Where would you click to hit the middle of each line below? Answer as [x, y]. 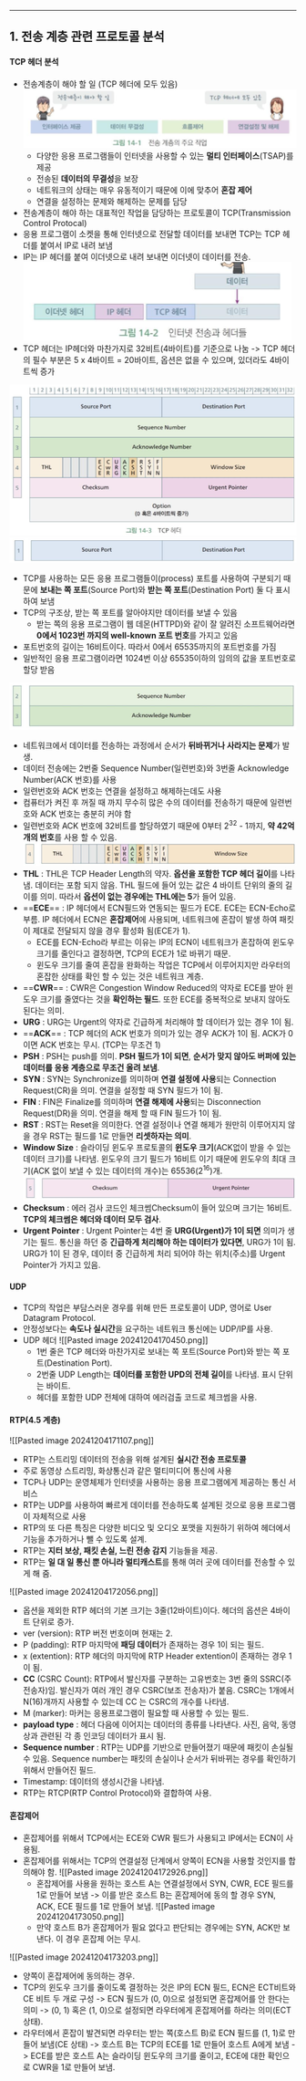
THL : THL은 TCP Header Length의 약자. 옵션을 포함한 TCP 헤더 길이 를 [150, 874]
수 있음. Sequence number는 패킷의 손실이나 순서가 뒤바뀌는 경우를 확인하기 [159, 1759]
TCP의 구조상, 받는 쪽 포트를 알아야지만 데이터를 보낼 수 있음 [130, 613]
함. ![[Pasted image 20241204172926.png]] [127, 1872]
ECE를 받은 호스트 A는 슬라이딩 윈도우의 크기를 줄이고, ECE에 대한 [148, 2055]
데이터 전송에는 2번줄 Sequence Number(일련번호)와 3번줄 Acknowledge [156, 768]
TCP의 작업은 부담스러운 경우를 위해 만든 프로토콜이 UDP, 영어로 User [147, 1308]
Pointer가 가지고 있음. [61, 1264]
